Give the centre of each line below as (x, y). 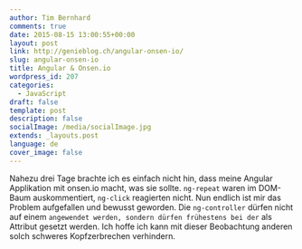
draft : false (34, 102)
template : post (38, 110)
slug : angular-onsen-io (54, 60)
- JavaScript (42, 93)
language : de (34, 144)
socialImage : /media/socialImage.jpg (80, 128)
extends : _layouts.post (54, 136)
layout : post (34, 43)
